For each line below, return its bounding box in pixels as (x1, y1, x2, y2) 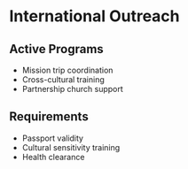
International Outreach (9, 6, 180, 27)
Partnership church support (21, 84, 124, 94)
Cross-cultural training (21, 74, 105, 85)
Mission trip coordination (21, 65, 114, 75)
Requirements (9, 109, 89, 125)
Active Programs (9, 42, 104, 57)
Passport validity (21, 133, 84, 143)
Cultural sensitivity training (21, 142, 121, 152)
